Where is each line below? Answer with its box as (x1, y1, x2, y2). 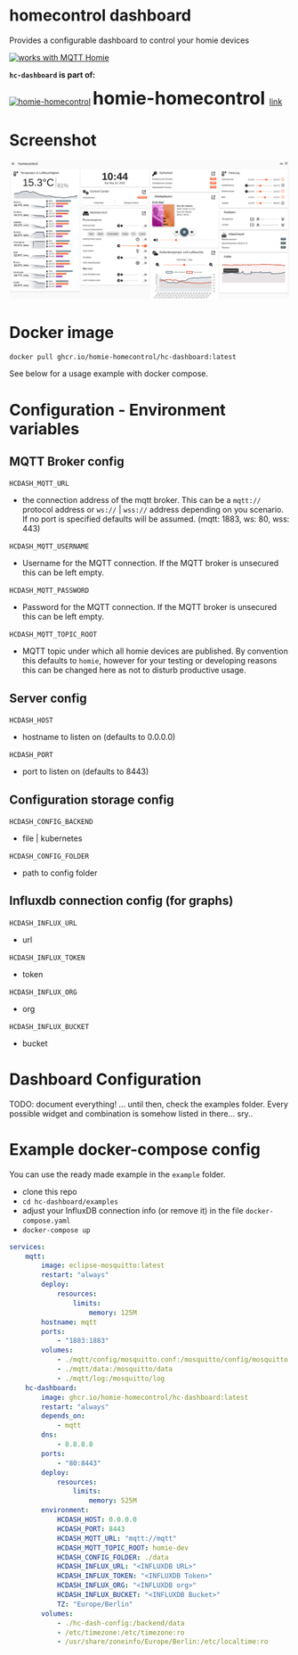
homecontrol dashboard (9, 5, 192, 26)
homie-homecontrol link (93, 86, 283, 110)
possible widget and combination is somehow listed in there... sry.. (9, 1107, 254, 1119)
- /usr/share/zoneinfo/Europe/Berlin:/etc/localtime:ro (56, 1637, 269, 1646)
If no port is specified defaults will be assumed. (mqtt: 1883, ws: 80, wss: (21, 514, 290, 524)
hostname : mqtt (41, 1317, 98, 1327)
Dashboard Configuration (9, 1069, 202, 1089)
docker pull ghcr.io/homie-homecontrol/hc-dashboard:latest (9, 353, 238, 362)
